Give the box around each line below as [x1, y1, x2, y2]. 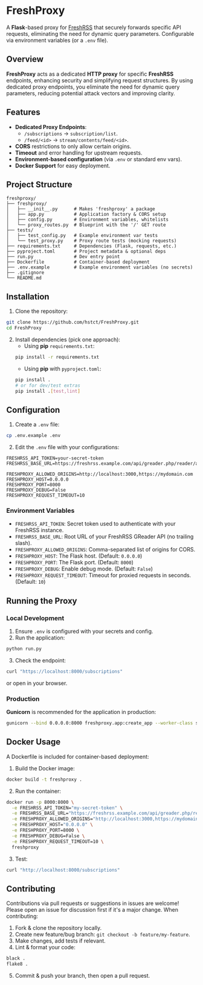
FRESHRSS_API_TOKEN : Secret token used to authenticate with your [14, 520, 176, 527]
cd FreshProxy [6, 325, 42, 331]
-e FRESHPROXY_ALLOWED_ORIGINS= [11, 816, 94, 822]
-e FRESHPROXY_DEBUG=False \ [11, 833, 85, 839]
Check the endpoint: [14, 656, 66, 664]
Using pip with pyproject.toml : [24, 365, 101, 372]
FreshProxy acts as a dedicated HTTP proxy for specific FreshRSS [6, 70, 174, 78]
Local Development [6, 613, 65, 622]
